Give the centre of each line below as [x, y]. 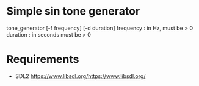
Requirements [43, 59]
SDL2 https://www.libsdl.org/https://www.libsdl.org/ [80, 76]
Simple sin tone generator [73, 11]
